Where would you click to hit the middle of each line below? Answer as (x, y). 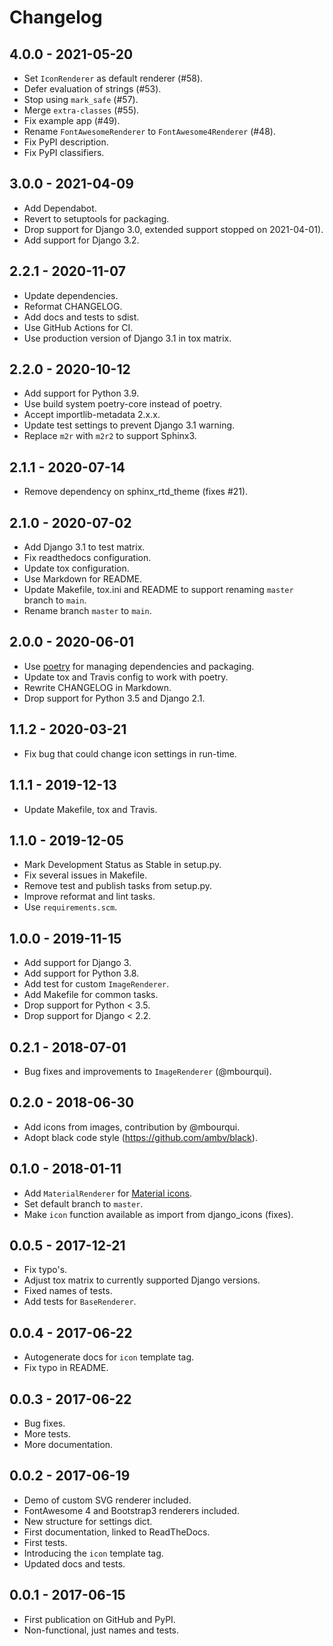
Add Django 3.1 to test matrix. (84, 547)
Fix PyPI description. (66, 142)
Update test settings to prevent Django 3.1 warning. (129, 425)
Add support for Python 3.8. (81, 973)
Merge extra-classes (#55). (81, 110)
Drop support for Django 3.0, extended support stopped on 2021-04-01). (173, 229)
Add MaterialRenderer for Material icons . (107, 1193)
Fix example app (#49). (72, 120)
